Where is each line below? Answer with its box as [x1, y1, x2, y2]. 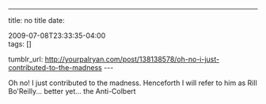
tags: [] [8, 39, 32, 48]
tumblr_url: [8, 54, 44, 64]
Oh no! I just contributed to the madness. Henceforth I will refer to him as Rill [8, 78, 257, 87]
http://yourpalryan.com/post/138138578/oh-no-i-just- [44, 54, 220, 64]
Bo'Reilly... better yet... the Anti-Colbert [8, 87, 136, 95]
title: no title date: [8, 16, 65, 24]
